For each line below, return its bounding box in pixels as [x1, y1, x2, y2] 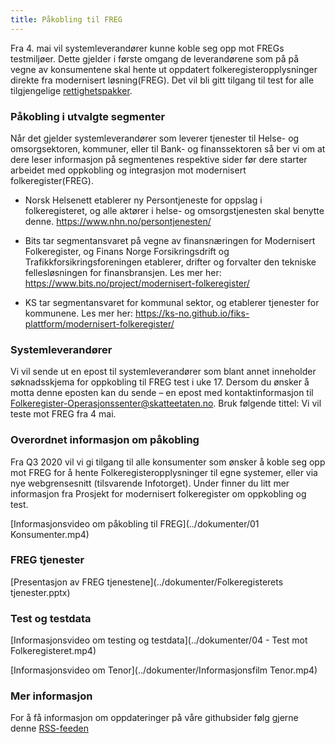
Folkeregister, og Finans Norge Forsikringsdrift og [24, 245, 230, 257]
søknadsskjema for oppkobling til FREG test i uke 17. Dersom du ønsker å [10, 376, 310, 388]
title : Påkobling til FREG [10, 14, 123, 25]
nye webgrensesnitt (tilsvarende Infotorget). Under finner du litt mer [10, 477, 290, 489]
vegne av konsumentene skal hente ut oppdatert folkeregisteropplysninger [10, 63, 318, 75]
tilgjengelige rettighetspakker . [10, 84, 133, 96]
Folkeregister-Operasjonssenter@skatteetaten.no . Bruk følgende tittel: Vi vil [10, 397, 322, 410]
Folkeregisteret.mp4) [10, 645, 97, 657]
